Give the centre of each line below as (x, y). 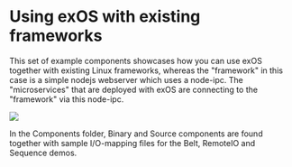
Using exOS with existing (105, 17)
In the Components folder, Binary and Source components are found (136, 134)
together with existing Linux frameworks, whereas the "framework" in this (146, 70)
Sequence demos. (43, 153)
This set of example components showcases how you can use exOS (136, 60)
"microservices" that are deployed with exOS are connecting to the (134, 89)
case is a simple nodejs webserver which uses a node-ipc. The (126, 79)
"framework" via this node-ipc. (67, 99)
